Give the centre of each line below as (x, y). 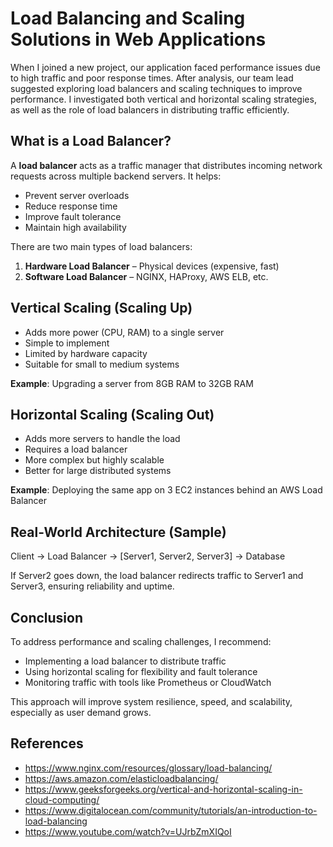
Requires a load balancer (76, 449)
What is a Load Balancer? (91, 141)
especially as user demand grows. (81, 712)
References (47, 743)
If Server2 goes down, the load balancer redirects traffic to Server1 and (157, 576)
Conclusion (47, 617)
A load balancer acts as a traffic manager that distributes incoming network (166, 165)
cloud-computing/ (62, 799)
